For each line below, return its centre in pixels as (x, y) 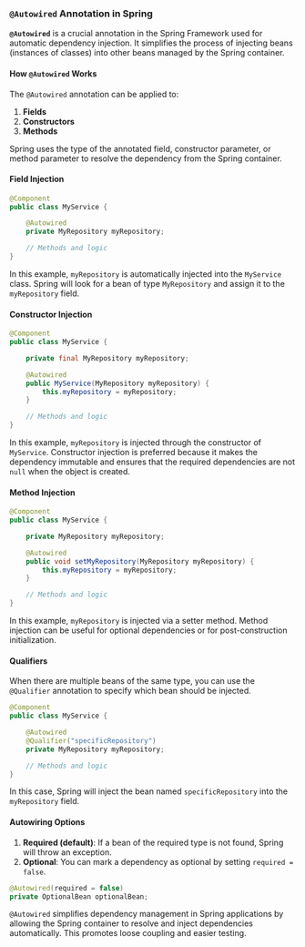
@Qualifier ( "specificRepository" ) (91, 740)
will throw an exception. (67, 852)
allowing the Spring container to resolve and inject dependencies (131, 923)
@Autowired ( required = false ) (67, 888)
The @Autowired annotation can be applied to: (94, 94)
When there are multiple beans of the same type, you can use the (132, 681)
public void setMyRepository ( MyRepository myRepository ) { (140, 561)
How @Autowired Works (53, 73)
